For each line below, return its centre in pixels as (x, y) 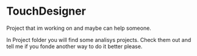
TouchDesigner (46, 11)
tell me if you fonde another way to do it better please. (74, 46)
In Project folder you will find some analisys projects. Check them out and (99, 40)
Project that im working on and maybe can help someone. (79, 28)
